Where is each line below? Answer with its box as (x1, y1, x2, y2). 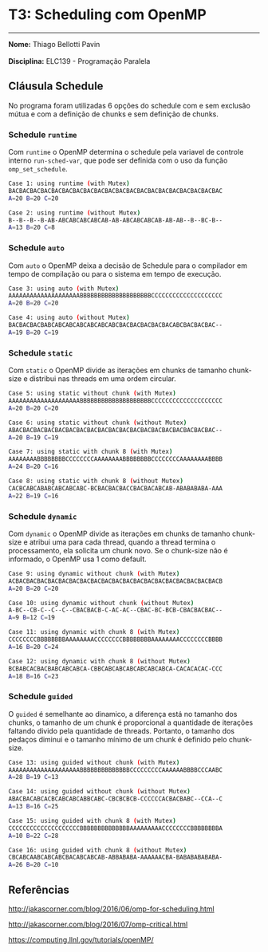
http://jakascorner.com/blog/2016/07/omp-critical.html (8, 919, 188, 930)
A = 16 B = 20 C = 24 (8, 643, 59, 651)
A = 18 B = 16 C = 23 (8, 672, 59, 680)
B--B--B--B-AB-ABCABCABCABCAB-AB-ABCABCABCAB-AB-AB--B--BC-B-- (8, 216, 223, 224)
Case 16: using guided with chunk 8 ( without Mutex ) (8, 846, 187, 854)
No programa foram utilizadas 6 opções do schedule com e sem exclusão (8, 100, 251, 110)
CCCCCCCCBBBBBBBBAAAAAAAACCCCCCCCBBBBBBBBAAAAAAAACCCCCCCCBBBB (8, 635, 223, 643)
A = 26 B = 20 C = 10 (8, 861, 59, 869)
